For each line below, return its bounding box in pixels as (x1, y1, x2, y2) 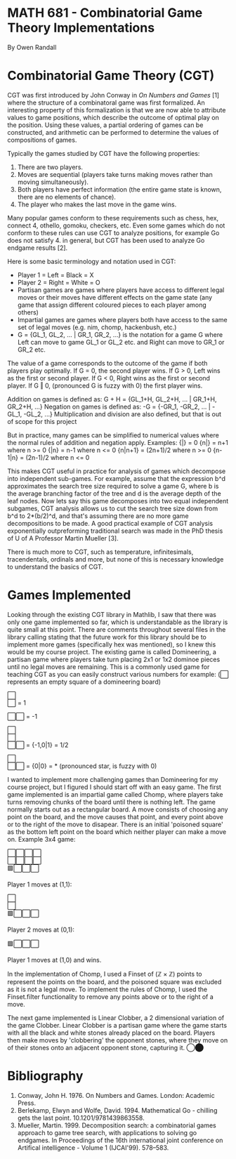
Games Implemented (7, 588, 131, 603)
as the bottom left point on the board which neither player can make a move (7, 827, 227, 836)
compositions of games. (7, 135, 77, 144)
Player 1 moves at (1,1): (7, 880, 72, 889)
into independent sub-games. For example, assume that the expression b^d (7, 474, 226, 482)
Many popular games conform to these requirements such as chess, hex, (7, 213, 219, 222)
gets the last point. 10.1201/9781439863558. (17, 1113, 145, 1122)
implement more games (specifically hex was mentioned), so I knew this (7, 640, 216, 649)
